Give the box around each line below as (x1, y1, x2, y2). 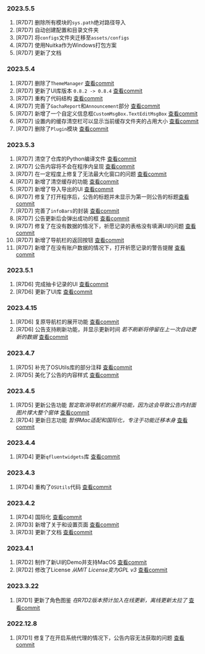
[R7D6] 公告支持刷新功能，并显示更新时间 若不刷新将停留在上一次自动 (15, 326, 191, 333)
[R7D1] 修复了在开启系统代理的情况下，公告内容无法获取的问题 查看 (15, 634, 185, 641)
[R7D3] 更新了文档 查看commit (15, 528, 93, 535)
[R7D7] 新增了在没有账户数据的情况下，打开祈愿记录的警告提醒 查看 (15, 244, 186, 251)
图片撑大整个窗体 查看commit (15, 409, 90, 416)
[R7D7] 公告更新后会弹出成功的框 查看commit (15, 215, 130, 222)
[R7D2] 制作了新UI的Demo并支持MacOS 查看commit (15, 559, 147, 566)
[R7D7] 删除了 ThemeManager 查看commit (15, 79, 114, 86)
